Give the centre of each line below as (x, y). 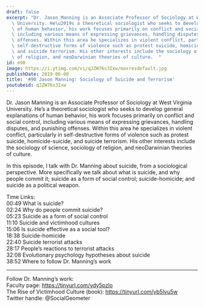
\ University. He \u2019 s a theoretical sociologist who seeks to (96, 23)
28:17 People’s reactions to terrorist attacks (60, 248)
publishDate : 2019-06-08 (38, 74)
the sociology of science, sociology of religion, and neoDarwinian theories (99, 147)
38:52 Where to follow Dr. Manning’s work (59, 261)
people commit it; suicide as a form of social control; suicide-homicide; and (101, 179)
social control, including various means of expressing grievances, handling (100, 122)
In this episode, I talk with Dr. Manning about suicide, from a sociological (97, 166)
